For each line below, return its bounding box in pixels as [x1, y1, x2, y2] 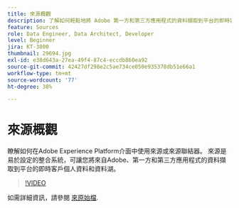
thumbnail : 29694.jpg [7, 50, 72, 58]
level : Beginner [7, 37, 55, 44]
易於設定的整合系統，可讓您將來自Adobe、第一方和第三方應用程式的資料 [7, 155, 221, 164]
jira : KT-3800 [7, 43, 50, 50]
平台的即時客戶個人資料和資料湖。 [19, 165, 119, 173]
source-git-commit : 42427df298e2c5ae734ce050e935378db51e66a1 [7, 63, 196, 70]
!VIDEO [24, 179, 46, 187]
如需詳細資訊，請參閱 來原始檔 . [7, 193, 98, 202]
